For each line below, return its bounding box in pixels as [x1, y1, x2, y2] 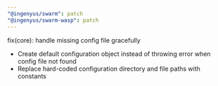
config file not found [17, 57, 77, 65]
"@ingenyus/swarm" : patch [7, 10, 83, 17]
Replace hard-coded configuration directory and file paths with [17, 64, 200, 73]
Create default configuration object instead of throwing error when [17, 50, 211, 58]
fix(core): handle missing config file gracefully [7, 36, 141, 44]
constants [17, 71, 47, 80]
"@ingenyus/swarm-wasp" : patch [7, 17, 99, 24]
